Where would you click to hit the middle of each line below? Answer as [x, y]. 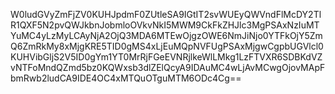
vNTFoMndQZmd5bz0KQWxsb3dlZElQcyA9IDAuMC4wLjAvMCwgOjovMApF [168, 67]
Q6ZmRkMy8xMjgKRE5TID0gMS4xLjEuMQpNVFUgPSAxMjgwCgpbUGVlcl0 [167, 46]
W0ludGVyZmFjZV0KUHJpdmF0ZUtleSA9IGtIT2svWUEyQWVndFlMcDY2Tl [166, 14]
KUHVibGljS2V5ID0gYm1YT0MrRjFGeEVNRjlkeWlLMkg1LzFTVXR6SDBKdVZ [166, 57]
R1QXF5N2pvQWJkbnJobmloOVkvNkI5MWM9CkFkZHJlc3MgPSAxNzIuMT [165, 25]
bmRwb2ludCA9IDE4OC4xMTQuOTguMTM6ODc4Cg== [126, 78]
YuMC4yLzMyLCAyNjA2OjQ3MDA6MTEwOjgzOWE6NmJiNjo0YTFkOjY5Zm [166, 35]
